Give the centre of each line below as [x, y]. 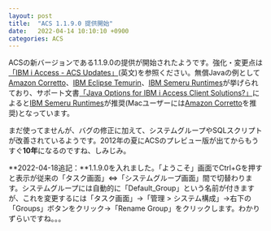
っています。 [53, 113]
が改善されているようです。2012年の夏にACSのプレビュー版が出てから [127, 141]
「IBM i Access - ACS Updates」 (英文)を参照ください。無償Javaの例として [134, 73]
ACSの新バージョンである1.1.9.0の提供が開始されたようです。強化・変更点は [135, 62]
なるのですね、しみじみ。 [87, 151]
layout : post [31, 16]
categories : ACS [36, 38]
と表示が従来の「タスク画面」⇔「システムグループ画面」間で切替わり [127, 178]
